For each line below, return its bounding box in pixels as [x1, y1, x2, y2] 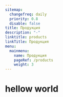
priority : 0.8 [9, 16, 38, 21]
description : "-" [5, 30, 41, 35]
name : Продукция [14, 53, 47, 58]
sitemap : [5, 7, 23, 12]
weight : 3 [14, 62, 34, 67]
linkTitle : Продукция [5, 39, 49, 44]
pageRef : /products [14, 58, 54, 63]
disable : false [9, 21, 41, 26]
